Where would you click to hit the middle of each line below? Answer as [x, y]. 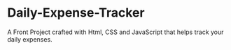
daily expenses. [30, 39]
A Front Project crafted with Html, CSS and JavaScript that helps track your [115, 32]
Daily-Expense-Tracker [76, 13]
